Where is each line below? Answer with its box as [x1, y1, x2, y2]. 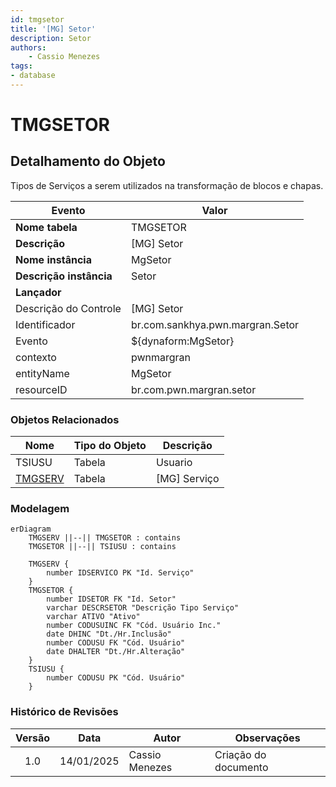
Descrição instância [15, 269, 113, 283]
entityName [15, 366, 70, 380]
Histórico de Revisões [10, 705, 119, 719]
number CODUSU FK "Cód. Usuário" [46, 638, 186, 648]
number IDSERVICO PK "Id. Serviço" [46, 568, 195, 578]
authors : [10, 42, 47, 53]
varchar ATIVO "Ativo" [46, 612, 141, 622]
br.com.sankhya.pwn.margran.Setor [130, 317, 300, 331]
